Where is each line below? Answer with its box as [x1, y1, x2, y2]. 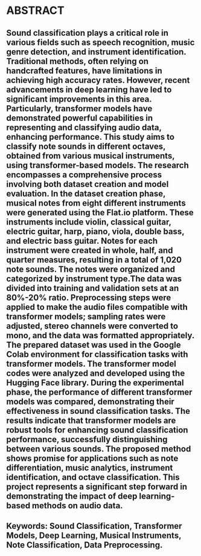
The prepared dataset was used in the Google [6, 339, 181, 350]
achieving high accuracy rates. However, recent [6, 75, 190, 85]
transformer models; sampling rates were [6, 311, 166, 321]
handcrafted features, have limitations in [6, 65, 163, 76]
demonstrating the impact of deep [6, 491, 138, 501]
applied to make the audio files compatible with [6, 302, 188, 312]
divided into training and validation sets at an [6, 283, 179, 293]
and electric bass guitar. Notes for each [6, 235, 158, 246]
